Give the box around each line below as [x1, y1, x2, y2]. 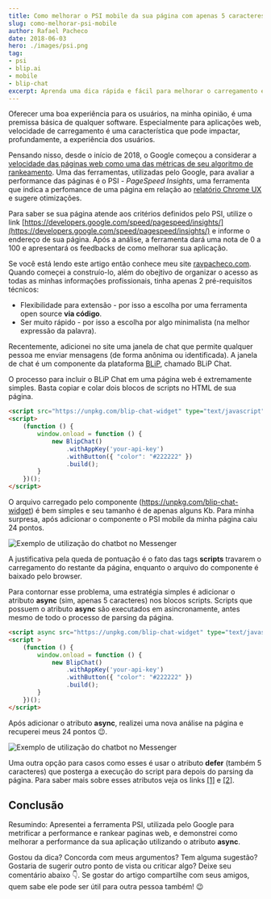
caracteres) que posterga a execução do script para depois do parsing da [8, 767, 254, 776]
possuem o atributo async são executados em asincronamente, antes [8, 604, 240, 614]
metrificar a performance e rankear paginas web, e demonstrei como [8, 829, 238, 838]
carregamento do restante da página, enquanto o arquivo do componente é [8, 563, 259, 572]
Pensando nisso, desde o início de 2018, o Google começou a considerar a [8, 150, 256, 160]
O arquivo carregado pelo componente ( [8, 498, 143, 506]
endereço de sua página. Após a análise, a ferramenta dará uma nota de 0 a [8, 235, 261, 245]
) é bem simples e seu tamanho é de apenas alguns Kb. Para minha [31, 506, 255, 515]
